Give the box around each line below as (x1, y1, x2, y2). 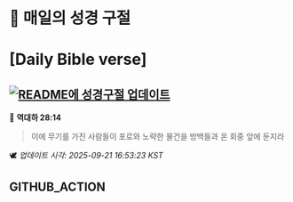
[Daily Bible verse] (9, 50, 147, 69)
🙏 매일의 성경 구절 (9, 8, 131, 28)
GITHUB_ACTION (9, 179, 107, 194)
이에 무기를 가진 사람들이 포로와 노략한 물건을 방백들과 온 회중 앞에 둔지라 (30, 131, 285, 142)
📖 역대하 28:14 (9, 112, 62, 123)
